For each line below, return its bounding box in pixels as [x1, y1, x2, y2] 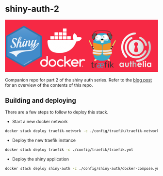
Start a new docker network [12, 119, 68, 124]
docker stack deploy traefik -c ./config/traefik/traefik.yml [5, 147, 133, 152]
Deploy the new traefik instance [12, 137, 76, 143]
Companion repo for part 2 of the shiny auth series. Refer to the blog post [5, 77, 152, 83]
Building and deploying [5, 96, 76, 105]
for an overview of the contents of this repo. [5, 82, 93, 88]
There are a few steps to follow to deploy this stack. [5, 109, 109, 115]
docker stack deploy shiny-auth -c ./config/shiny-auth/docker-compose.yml [5, 166, 162, 171]
